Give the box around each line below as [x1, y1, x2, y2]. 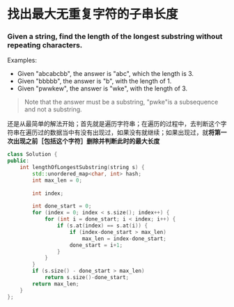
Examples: [7, 56, 37, 65]
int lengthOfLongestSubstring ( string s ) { [19, 164, 145, 171]
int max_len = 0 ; [32, 177, 82, 184]
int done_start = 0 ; [32, 203, 92, 210]
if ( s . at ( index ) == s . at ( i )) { [56, 222, 148, 230]
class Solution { [7, 151, 58, 158]
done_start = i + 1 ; [69, 242, 123, 249]
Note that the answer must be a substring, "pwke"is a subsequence [24, 98, 219, 107]
